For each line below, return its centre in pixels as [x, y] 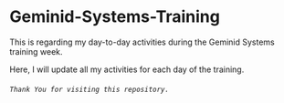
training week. [36, 51]
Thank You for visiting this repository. [89, 89]
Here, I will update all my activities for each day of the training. [127, 69]
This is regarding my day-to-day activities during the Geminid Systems [142, 42]
